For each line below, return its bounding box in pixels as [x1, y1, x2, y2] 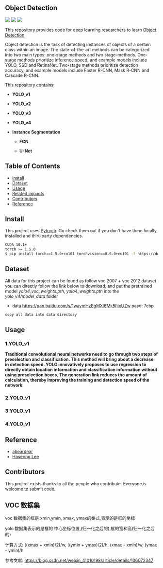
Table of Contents [5, 162, 61, 170]
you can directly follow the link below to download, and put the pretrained [5, 283, 152, 289]
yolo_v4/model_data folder [5, 293, 58, 299]
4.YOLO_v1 [5, 421, 31, 427]
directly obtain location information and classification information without [5, 367, 158, 373]
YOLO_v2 [12, 101, 31, 107]
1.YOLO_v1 [5, 340, 30, 347]
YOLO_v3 [12, 110, 31, 116]
